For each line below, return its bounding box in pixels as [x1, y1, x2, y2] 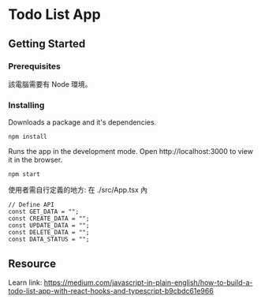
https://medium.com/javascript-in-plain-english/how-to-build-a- [43, 278, 253, 287]
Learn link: [8, 278, 43, 287]
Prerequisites [8, 61, 61, 72]
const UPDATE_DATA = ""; [8, 222, 90, 230]
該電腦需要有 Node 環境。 [8, 79, 92, 88]
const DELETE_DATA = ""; [8, 229, 90, 237]
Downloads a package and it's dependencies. [8, 118, 157, 127]
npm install [8, 133, 47, 141]
